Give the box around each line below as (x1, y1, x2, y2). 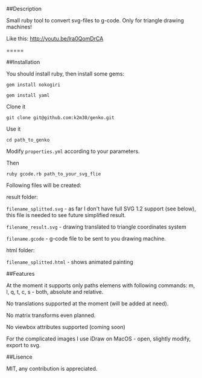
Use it (6, 125, 21, 132)
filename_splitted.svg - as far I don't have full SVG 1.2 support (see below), (6, 205, 196, 212)
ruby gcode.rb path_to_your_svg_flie (6, 171, 101, 177)
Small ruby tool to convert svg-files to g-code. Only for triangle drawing (6, 17, 185, 24)
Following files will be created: (6, 181, 81, 189)
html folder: (6, 247, 35, 253)
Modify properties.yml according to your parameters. (6, 148, 140, 155)
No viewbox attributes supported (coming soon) (6, 324, 125, 330)
